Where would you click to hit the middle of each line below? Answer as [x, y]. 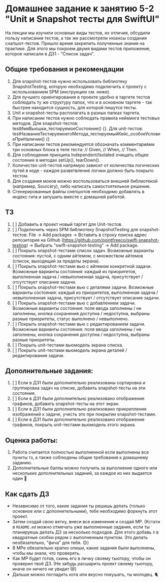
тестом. [20, 175]
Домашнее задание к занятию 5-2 [80, 9]
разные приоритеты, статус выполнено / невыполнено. [70, 319]
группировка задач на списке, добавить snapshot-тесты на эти [79, 388]
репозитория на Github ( [38, 240]
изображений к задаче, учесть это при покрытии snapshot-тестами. [84, 414]
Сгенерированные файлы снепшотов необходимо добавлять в [78, 191]
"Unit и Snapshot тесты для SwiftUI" [82, 19]
